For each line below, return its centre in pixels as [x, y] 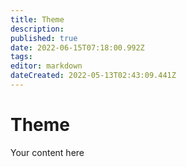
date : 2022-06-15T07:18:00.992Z [77, 47]
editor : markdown [46, 66]
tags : [21, 57]
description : [37, 29]
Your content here [47, 152]
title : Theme [37, 19]
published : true [44, 38]
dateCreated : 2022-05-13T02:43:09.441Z [93, 76]
